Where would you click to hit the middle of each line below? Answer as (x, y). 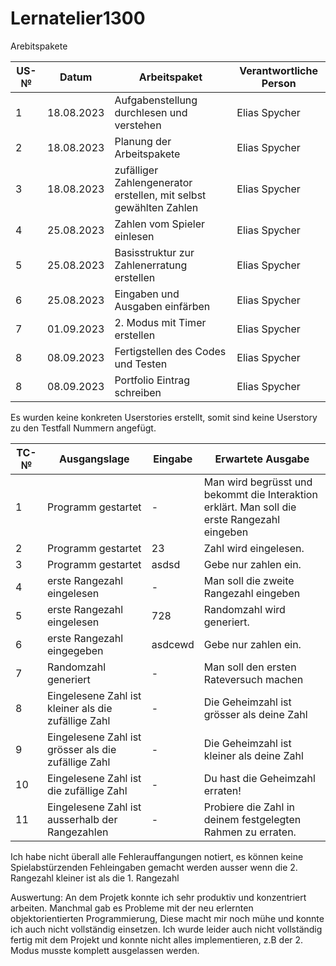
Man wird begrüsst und (258, 482)
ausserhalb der (82, 819)
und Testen (141, 364)
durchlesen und (151, 112)
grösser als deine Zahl (255, 714)
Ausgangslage (94, 459)
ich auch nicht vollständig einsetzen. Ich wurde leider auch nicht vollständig (166, 929)
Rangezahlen (77, 832)
